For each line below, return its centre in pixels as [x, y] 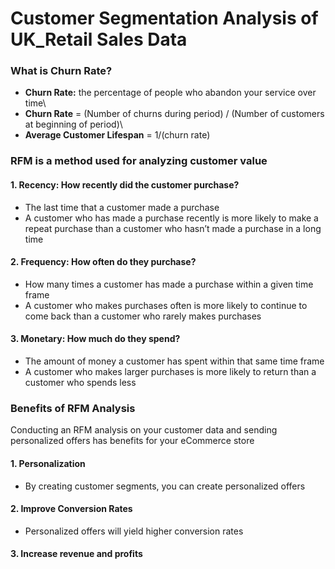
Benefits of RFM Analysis [73, 408]
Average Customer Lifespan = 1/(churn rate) [117, 135]
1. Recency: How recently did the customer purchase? [125, 185]
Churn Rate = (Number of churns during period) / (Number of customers [174, 114]
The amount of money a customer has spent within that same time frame [174, 361]
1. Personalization [48, 463]
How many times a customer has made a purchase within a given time [169, 284]
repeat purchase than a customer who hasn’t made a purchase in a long [173, 228]
